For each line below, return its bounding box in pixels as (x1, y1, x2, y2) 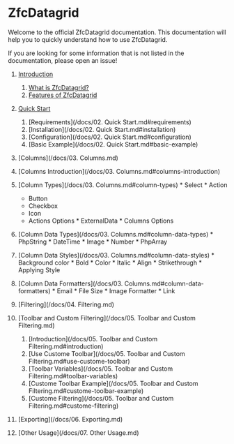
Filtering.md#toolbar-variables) (28, 371, 118, 380)
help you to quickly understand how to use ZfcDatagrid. (8, 35, 168, 43)
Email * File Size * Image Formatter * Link (56, 286, 175, 295)
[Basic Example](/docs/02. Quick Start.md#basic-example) (28, 140, 198, 148)
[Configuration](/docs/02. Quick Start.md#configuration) (28, 133, 192, 141)
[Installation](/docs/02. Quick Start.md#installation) (28, 125, 176, 133)
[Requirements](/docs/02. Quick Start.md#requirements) (28, 117, 192, 126)
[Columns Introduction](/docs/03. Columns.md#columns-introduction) (17, 167, 221, 175)
